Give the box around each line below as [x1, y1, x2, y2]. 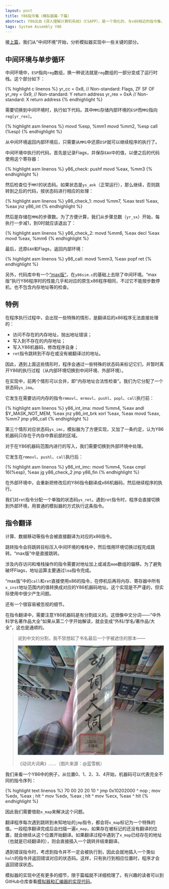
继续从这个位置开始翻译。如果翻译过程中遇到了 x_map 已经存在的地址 [22, 832, 162, 838]
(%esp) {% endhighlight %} [5, 129, 63, 135]
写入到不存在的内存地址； [12, 337, 66, 344]
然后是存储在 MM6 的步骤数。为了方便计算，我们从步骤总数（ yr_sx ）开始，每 [5, 214, 160, 220]
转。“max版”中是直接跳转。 [5, 550, 62, 556]
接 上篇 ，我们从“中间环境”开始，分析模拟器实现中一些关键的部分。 [5, 39, 142, 45]
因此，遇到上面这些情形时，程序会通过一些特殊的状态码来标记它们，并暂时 [5, 361, 159, 367]
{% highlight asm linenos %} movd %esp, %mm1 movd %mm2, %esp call [5, 123, 158, 129]
